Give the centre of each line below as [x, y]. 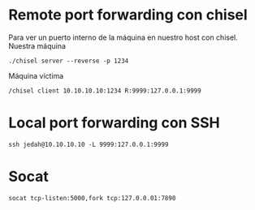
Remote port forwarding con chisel [128, 15]
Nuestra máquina [37, 45]
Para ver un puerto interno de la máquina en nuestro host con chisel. [123, 37]
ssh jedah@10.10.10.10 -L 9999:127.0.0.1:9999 [89, 144]
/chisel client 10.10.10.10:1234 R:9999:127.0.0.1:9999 [105, 91]
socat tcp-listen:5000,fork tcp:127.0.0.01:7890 [92, 198]
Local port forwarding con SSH [115, 123]
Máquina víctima [36, 75]
